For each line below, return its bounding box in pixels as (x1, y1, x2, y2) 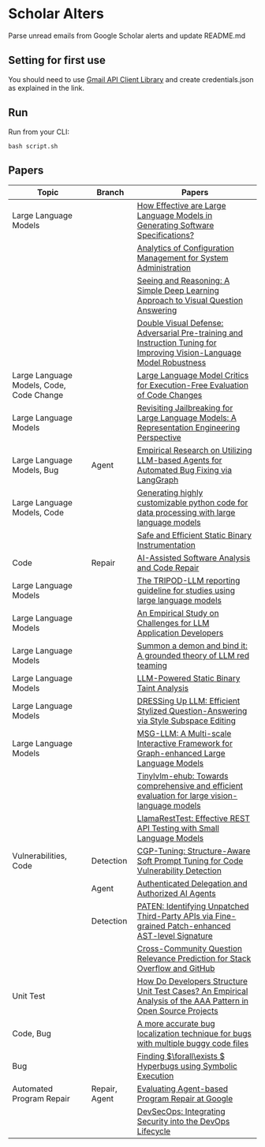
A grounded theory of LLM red (136, 650, 250, 662)
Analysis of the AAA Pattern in (136, 995, 249, 1006)
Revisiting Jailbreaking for (136, 403, 233, 414)
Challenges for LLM (136, 617, 210, 628)
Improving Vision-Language (136, 347, 242, 358)
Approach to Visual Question (136, 295, 243, 306)
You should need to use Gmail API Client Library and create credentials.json (8, 74, 254, 84)
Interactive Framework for (136, 738, 233, 749)
